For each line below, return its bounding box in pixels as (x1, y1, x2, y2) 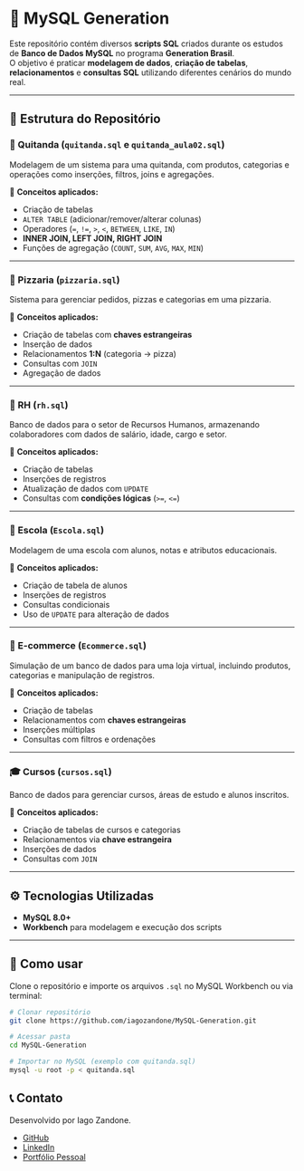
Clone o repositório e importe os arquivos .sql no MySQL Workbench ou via (9, 980, 294, 991)
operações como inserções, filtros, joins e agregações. (9, 168, 214, 179)
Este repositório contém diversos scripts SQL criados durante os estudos (9, 38, 283, 49)
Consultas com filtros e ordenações (22, 734, 157, 744)
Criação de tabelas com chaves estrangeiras (22, 329, 193, 340)
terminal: (9, 990, 43, 1001)
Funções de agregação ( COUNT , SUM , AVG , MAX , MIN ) (22, 242, 204, 253)
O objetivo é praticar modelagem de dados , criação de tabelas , (9, 57, 249, 68)
